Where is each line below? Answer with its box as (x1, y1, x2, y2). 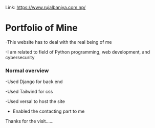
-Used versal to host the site (5, 98, 65, 105)
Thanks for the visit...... (5, 118, 54, 124)
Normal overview (5, 67, 49, 74)
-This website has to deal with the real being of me (5, 39, 112, 45)
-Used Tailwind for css (5, 89, 53, 95)
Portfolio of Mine (5, 22, 78, 34)
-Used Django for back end (5, 79, 63, 85)
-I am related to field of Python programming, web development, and (5, 48, 150, 55)
